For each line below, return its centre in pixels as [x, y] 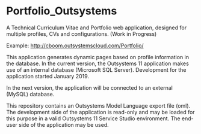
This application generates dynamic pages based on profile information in [98, 57]
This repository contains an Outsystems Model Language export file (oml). [98, 105]
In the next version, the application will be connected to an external [89, 87]
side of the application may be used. [64, 124]
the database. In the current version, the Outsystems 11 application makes [98, 63]
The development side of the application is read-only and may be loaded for [100, 112]
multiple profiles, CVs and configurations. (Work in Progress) [82, 33]
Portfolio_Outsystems [62, 11]
